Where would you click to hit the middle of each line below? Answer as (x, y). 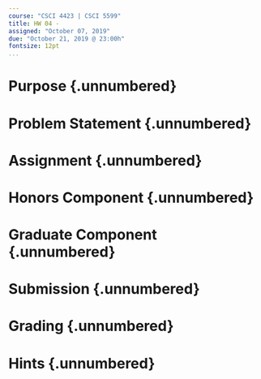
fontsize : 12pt (34, 46)
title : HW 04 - (34, 24)
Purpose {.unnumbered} (92, 86)
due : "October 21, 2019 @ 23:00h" (67, 39)
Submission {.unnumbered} (104, 289)
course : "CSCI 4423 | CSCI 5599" (65, 16)
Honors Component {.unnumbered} (131, 198)
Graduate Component (83, 235)
